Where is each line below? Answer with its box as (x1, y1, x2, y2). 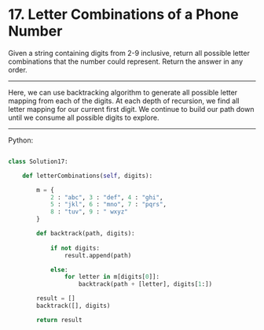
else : (49, 265, 68, 273)
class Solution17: (8, 158, 68, 165)
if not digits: (49, 244, 101, 252)
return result (36, 316, 82, 324)
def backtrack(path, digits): (36, 230, 135, 238)
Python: (8, 135, 34, 145)
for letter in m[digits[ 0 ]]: (64, 273, 159, 281)
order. (8, 65, 27, 74)
